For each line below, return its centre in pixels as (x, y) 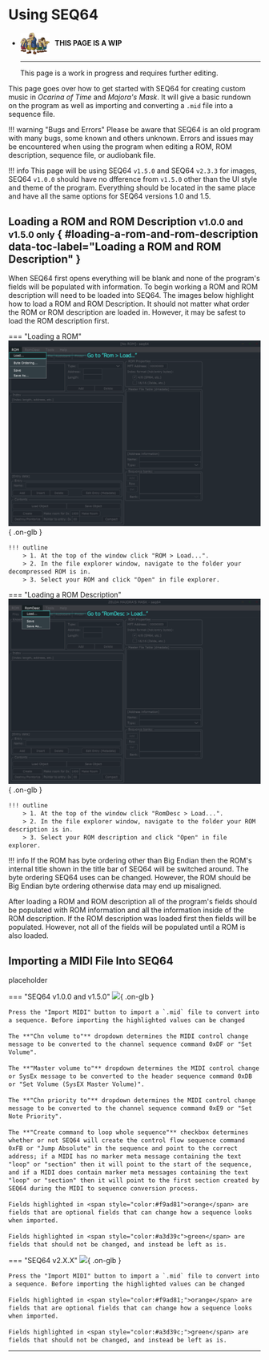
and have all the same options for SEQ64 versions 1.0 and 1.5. (110, 196)
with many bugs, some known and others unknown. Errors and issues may (131, 139)
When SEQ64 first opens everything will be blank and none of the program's (134, 279)
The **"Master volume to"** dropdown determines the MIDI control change (134, 1068)
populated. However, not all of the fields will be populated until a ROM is (127, 927)
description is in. (41, 830)
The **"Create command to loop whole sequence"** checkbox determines (128, 1133)
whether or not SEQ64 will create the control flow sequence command (127, 1141)
